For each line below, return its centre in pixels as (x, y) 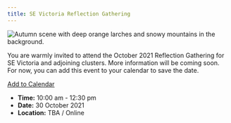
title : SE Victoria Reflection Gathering (69, 14)
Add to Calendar (31, 84)
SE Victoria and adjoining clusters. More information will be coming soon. (113, 63)
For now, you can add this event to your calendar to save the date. (103, 70)
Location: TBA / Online (51, 112)
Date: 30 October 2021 (51, 105)
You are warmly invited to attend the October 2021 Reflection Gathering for (116, 55)
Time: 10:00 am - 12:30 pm (57, 98)
